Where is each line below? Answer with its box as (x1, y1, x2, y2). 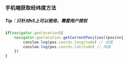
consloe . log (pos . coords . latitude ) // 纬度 (23, 44, 111, 49)
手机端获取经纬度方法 (5, 4, 56, 11)
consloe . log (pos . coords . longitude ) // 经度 (23, 40, 114, 45)
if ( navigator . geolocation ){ (5, 30, 64, 35)
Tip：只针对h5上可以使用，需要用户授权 (5, 17, 88, 23)
